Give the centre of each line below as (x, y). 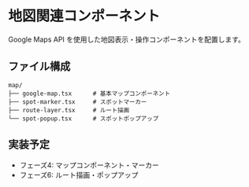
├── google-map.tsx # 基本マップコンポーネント (89, 93)
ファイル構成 (39, 66)
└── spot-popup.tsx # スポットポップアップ (84, 119)
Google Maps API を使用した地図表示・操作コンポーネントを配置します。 (127, 39)
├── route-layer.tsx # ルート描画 (69, 110)
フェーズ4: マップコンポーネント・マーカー (89, 165)
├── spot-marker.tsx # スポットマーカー (78, 102)
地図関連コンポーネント (84, 16)
